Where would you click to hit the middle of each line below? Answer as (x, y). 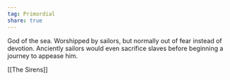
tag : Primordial (31, 14)
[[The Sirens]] (28, 69)
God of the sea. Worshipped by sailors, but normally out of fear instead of (115, 40)
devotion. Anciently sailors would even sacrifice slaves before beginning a (115, 48)
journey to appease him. (42, 56)
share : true (25, 21)
